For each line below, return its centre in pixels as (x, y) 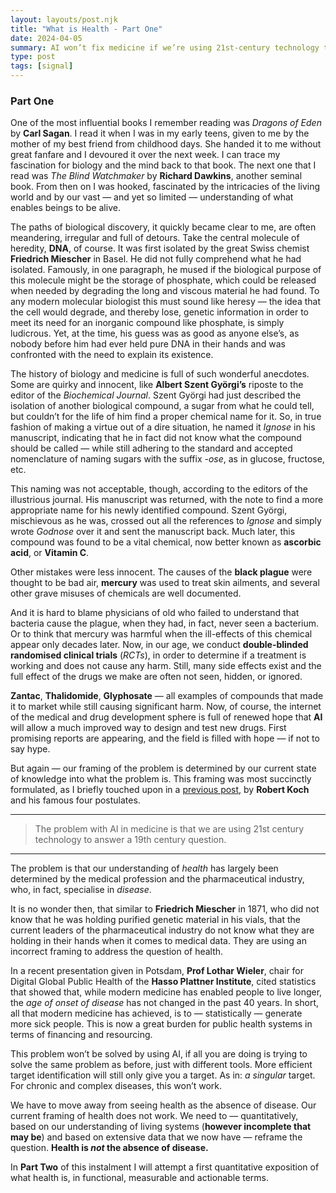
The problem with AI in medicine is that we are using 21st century (169, 829)
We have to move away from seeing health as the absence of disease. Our (163, 1105)
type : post (33, 57)
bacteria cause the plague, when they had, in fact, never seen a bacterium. (165, 623)
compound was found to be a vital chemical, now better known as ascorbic (166, 542)
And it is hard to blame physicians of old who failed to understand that (155, 613)
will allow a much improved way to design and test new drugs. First (148, 728)
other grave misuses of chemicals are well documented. (126, 593)
